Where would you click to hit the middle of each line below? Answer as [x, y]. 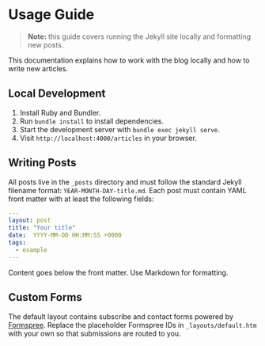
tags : [17, 243]
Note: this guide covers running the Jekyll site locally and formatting [139, 36]
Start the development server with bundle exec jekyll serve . [119, 129]
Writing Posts [42, 163]
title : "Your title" [42, 228]
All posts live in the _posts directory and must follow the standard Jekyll [125, 182]
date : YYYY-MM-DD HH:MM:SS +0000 [65, 235]
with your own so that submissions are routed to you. [95, 333]
